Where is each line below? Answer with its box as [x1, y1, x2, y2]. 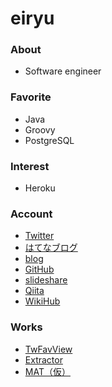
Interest [10, 159, 50, 173]
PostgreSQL [24, 134, 75, 146]
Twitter [24, 230, 55, 242]
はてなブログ [24, 242, 78, 254]
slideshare [24, 274, 68, 286]
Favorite [10, 90, 52, 104]
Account [10, 207, 53, 221]
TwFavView [24, 343, 73, 355]
